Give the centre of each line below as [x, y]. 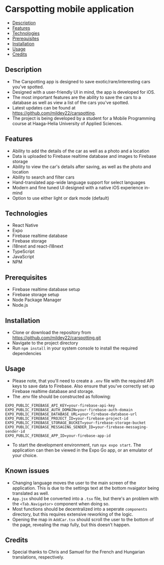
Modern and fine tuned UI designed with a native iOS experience [78, 187]
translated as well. [30, 493]
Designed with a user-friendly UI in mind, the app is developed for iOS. [84, 92]
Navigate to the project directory [45, 343]
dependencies [27, 353]
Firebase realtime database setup [46, 289]
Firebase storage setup [36, 295]
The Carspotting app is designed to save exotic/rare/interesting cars [81, 81]
